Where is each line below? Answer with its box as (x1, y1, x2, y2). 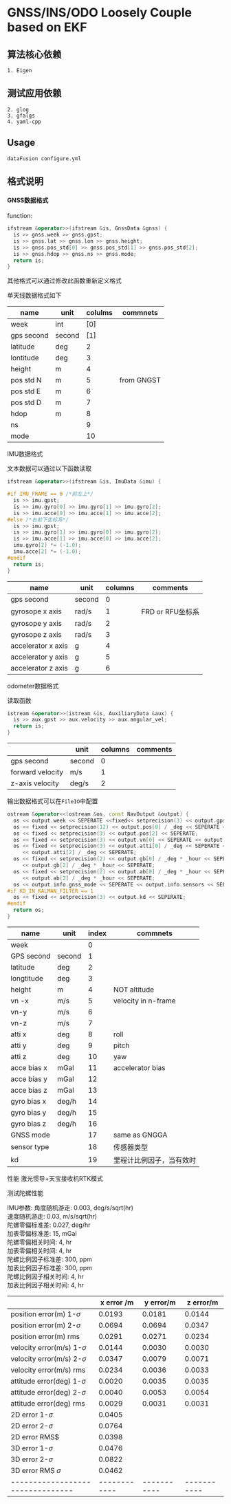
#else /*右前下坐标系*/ (7, 516, 69, 523)
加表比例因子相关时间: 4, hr (7, 1280, 85, 1289)
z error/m (186, 1298, 219, 1307)
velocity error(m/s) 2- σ (10, 1353, 87, 1363)
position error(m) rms (10, 1331, 80, 1341)
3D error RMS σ (10, 1465, 61, 1475)
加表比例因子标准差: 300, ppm (7, 1263, 93, 1272)
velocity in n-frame (113, 996, 177, 1005)
